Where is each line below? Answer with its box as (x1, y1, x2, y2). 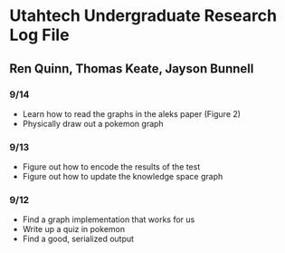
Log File (9, 24, 70, 45)
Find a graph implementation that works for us (22, 214, 195, 225)
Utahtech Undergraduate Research (9, 5, 278, 26)
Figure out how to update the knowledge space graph (22, 171, 223, 182)
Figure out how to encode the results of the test (22, 161, 201, 172)
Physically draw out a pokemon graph (22, 118, 165, 129)
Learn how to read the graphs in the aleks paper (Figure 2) (22, 108, 242, 119)
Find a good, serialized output (22, 233, 134, 245)
